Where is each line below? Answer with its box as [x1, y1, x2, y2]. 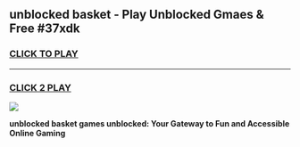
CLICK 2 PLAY [9, 81, 71, 94]
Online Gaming [9, 127, 66, 138]
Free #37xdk [9, 21, 80, 37]
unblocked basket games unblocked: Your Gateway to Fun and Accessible [9, 118, 290, 128]
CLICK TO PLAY [9, 48, 79, 61]
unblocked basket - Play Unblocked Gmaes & [9, 7, 265, 22]
